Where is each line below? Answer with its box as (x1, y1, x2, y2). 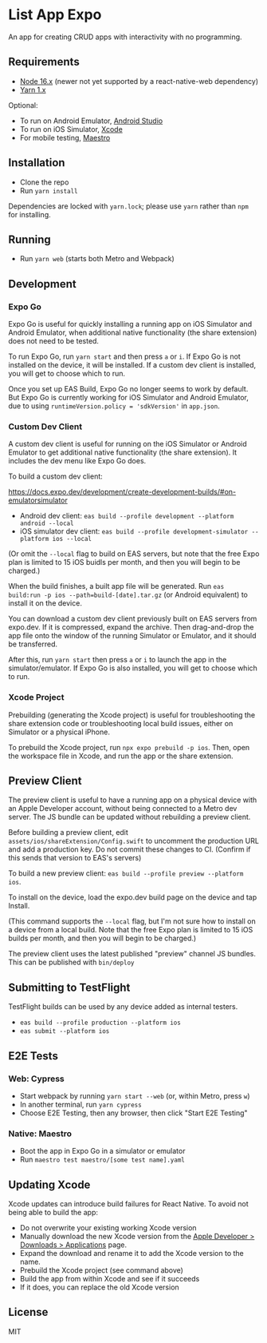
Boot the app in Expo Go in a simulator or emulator (19, 1146, 186, 1156)
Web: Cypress (8, 1073, 65, 1084)
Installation (8, 156, 65, 169)
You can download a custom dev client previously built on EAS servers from (8, 614, 257, 624)
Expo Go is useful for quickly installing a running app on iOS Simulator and (8, 320, 253, 329)
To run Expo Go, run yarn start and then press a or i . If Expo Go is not (8, 352, 241, 361)
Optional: (8, 100, 38, 109)
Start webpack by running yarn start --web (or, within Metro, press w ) (19, 1091, 250, 1100)
